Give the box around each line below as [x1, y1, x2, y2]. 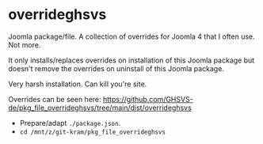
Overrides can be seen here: [8, 94, 101, 104]
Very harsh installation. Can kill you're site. [8, 79, 147, 89]
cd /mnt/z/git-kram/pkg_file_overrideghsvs [19, 128, 166, 136]
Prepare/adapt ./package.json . [19, 118, 121, 127]
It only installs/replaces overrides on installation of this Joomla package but [8, 55, 255, 65]
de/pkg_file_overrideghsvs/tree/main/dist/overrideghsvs [8, 103, 192, 112]
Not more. [8, 40, 41, 49]
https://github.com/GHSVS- [102, 94, 194, 104]
